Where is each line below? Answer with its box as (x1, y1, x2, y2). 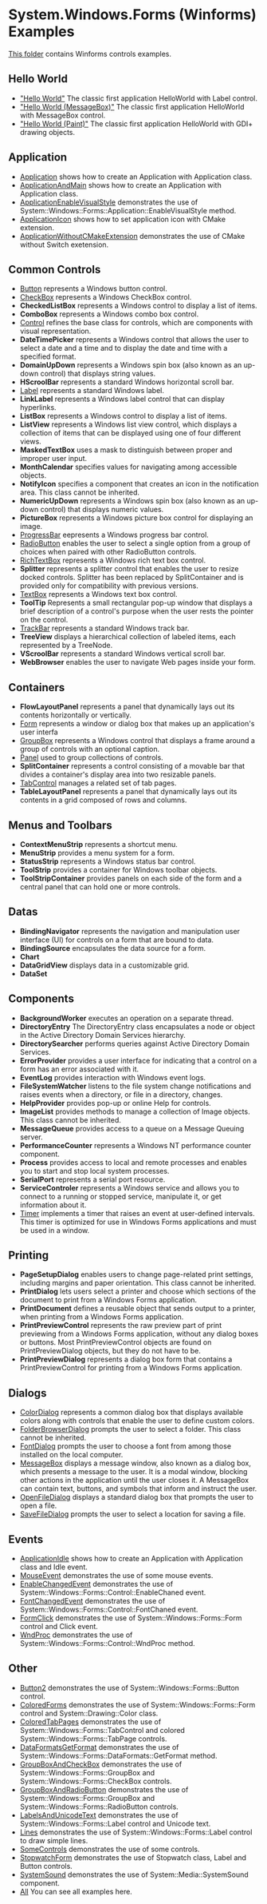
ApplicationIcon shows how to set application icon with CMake (19, 214, 226, 224)
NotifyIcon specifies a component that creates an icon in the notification (19, 479, 259, 489)
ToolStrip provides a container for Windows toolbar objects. (19, 865, 218, 874)
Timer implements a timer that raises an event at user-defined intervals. (19, 1208, 255, 1218)
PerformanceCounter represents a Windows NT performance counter (19, 1140, 252, 1150)
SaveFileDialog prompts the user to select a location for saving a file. (19, 1509, 245, 1519)
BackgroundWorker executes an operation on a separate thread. (19, 1013, 234, 1023)
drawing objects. (19, 127, 76, 137)
